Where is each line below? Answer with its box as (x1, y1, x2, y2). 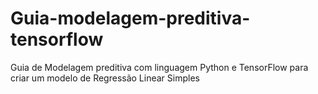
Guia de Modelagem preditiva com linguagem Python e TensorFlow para (10, 61, 309, 73)
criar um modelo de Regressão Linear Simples (10, 72, 200, 84)
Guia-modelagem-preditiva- (10, 7, 251, 30)
